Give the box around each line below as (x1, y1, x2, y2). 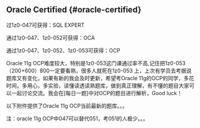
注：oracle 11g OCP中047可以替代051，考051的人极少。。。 (6, 115, 149, 122)
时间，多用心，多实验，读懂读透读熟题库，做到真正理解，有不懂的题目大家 (6, 82, 189, 89)
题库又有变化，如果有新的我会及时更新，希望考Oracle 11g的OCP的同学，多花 (6, 74, 195, 81)
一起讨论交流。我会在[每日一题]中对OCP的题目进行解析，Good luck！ (11, 89, 183, 96)
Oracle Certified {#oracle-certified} (6, 5, 142, 15)
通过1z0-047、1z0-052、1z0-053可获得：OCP (6, 47, 121, 54)
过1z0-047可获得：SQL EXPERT (6, 21, 85, 29)
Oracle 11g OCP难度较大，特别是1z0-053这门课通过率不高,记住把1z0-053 (6, 59, 186, 66)
